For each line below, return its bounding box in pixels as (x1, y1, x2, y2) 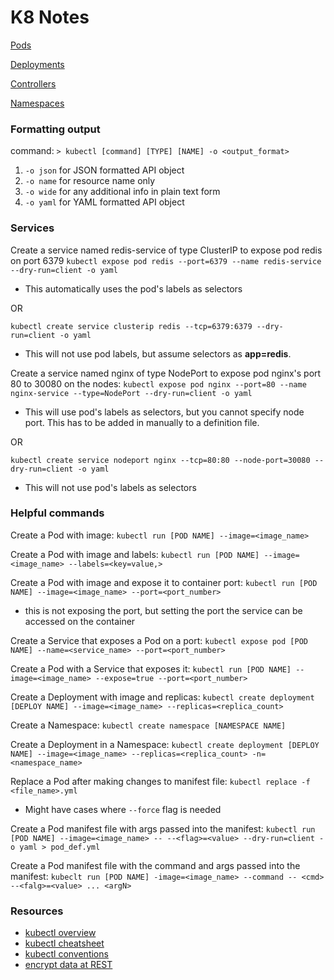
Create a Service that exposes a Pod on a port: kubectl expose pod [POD (10, 634, 308, 646)
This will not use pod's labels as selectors (24, 481, 197, 493)
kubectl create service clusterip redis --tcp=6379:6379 (10, 321, 253, 331)
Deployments (10, 58, 65, 70)
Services (10, 221, 55, 235)
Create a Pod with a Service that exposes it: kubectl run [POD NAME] (10, 662, 292, 675)
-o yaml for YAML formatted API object (24, 196, 185, 208)
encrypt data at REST (24, 959, 113, 971)
